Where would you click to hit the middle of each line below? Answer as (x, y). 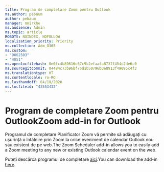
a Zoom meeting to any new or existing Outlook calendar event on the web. (81, 150)
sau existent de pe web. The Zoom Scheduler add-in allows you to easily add (82, 145)
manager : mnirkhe (23, 23)
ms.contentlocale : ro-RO (30, 77)
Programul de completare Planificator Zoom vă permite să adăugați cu (76, 134)
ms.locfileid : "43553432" (31, 86)
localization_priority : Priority (39, 41)
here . (10, 165)
